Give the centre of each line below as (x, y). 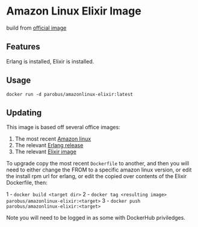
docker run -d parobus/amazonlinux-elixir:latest (70, 94)
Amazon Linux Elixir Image (74, 11)
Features (23, 47)
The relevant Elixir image (45, 152)
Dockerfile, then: (27, 183)
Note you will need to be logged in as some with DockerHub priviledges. (96, 218)
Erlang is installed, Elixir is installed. (50, 61)
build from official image (36, 28)
